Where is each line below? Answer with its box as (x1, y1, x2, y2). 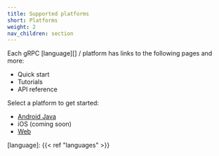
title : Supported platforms (7, 10, 90, 18)
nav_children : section (7, 30, 74, 37)
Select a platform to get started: (7, 99, 100, 108)
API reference (17, 85, 58, 93)
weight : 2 (7, 23, 36, 30)
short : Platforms (7, 17, 58, 24)
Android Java (17, 112, 56, 121)
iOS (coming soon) (17, 120, 72, 129)
